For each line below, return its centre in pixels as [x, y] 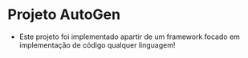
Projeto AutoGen [64, 15]
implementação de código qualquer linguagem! [97, 44]
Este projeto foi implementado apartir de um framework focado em [129, 37]
